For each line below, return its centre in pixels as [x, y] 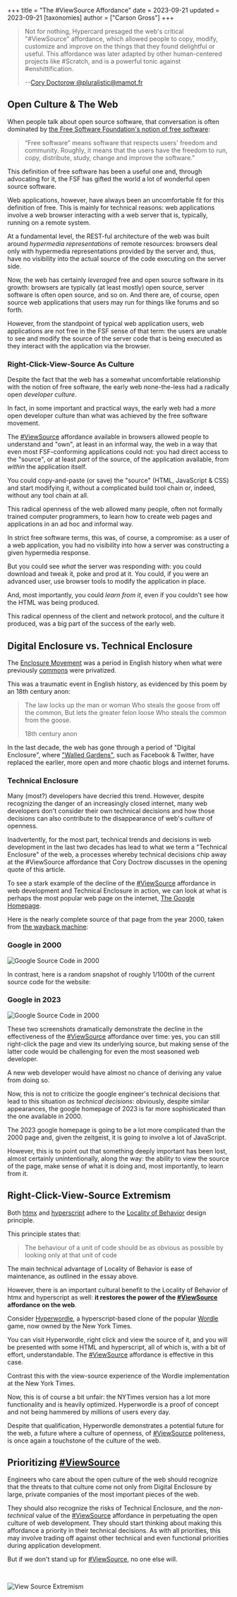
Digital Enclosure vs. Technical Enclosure [100, 645]
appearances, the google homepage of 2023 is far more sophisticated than [116, 1108]
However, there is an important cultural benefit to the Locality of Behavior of [118, 1290]
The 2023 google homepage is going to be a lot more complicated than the [116, 1130]
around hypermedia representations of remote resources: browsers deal [113, 243]
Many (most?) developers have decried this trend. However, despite [106, 796]
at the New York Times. [41, 1383]
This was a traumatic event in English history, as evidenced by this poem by [117, 684]
